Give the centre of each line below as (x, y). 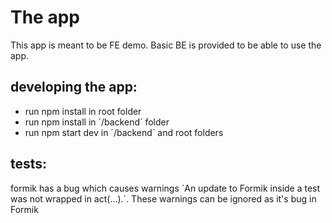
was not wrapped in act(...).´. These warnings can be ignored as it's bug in (163, 198)
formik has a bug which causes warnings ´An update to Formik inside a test (165, 188)
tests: (29, 164)
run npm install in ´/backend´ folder (97, 122)
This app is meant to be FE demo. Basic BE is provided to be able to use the (166, 45)
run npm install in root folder (83, 111)
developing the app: (74, 87)
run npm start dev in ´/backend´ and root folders (124, 132)
